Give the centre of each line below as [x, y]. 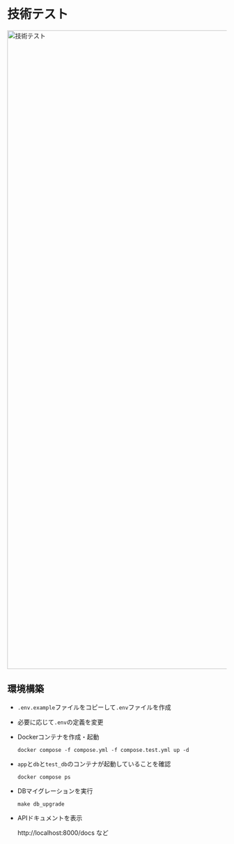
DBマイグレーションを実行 [55, 791]
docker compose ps [44, 777]
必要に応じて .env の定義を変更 [60, 722]
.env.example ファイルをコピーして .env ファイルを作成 [94, 707]
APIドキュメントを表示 [50, 817]
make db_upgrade [41, 804]
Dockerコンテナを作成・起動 [58, 737]
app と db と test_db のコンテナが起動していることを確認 [94, 764]
